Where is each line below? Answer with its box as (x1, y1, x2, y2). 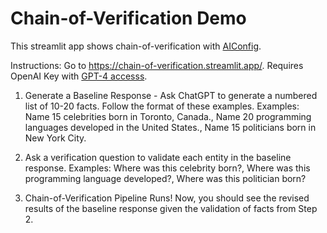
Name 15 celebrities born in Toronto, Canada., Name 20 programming (24, 110, 312, 122)
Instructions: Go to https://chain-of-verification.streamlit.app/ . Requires (10, 59, 304, 71)
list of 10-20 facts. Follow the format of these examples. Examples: (24, 100, 300, 112)
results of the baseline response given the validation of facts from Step (24, 202, 318, 214)
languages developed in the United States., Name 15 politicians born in (24, 121, 317, 133)
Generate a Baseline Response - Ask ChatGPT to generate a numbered (24, 89, 318, 101)
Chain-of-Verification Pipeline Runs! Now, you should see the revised (24, 192, 310, 204)
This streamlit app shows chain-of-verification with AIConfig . (10, 40, 262, 52)
